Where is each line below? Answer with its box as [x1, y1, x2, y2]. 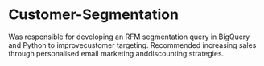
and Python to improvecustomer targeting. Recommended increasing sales [8, 40, 257, 49]
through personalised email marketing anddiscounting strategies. [8, 49, 225, 58]
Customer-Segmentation [8, 6, 179, 24]
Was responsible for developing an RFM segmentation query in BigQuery [8, 32, 250, 41]
